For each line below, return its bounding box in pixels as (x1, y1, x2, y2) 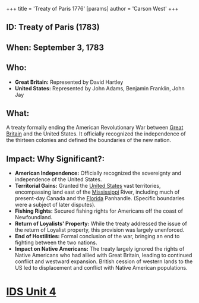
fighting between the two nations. (14, 239, 97, 246)
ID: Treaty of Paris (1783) (6, 22, 100, 32)
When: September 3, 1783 (6, 42, 105, 52)
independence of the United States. (14, 176, 102, 183)
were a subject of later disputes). (14, 201, 96, 209)
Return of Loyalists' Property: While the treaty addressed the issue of (14, 220, 187, 228)
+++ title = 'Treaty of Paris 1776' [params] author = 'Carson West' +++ (6, 5, 179, 12)
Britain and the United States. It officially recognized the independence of (6, 130, 186, 137)
